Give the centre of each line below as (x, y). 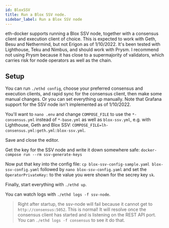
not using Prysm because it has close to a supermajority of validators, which (85, 55)
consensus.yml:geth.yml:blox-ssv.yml (45, 131)
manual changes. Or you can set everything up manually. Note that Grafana (83, 99)
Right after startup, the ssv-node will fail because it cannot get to (85, 204)
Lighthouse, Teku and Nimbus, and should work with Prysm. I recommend (82, 50)
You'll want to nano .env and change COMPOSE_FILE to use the (68, 115)
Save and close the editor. (32, 140)
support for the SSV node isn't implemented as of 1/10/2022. (68, 104)
